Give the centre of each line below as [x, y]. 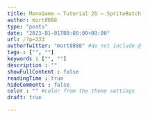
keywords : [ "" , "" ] [37, 59]
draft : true [24, 98]
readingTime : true [35, 78]
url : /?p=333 [26, 40]
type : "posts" [28, 26]
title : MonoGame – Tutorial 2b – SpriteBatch [74, 14]
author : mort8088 [32, 20]
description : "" [32, 65]
